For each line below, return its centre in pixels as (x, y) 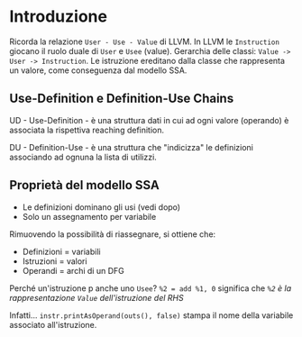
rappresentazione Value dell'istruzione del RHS (96, 297)
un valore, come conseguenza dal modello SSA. (98, 70)
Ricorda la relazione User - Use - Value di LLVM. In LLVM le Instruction (144, 41)
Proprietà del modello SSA (84, 185)
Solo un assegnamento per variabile (89, 216)
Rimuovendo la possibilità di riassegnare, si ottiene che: (113, 234)
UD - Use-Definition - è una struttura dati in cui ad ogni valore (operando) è (149, 120)
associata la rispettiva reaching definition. (87, 130)
